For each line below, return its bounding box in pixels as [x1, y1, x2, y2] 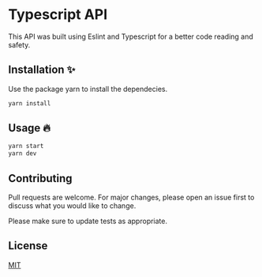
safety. [8, 40, 31, 49]
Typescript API [8, 6, 108, 24]
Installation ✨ [8, 63, 76, 77]
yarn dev [8, 150, 37, 157]
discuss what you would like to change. [8, 201, 137, 211]
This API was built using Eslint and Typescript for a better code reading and [8, 32, 254, 41]
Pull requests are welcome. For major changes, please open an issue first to [8, 192, 255, 202]
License [8, 239, 48, 252]
